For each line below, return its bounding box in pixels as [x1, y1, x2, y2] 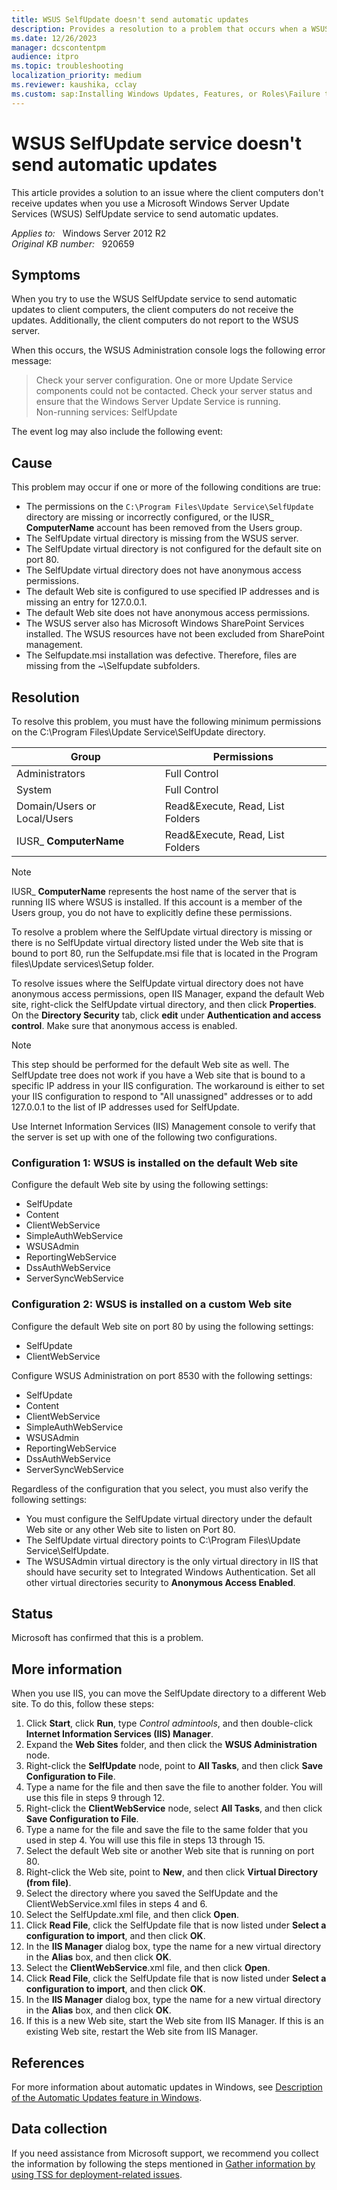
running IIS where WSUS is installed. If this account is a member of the [11, 896, 303, 908]
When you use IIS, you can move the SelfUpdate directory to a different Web [11, 1687, 327, 1700]
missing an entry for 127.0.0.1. [25, 596, 148, 608]
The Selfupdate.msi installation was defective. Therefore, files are [25, 649, 298, 661]
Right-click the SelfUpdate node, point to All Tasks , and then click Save [25, 1760, 324, 1772]
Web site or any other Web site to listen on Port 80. [25, 1523, 236, 1535]
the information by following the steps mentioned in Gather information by [11, 2157, 316, 2170]
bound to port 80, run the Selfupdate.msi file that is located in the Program [11, 947, 319, 959]
